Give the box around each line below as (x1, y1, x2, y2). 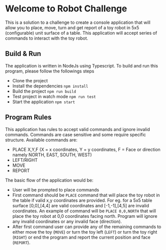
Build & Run (5, 50, 41, 58)
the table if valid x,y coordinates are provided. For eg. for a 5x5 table (12, 197, 153, 203)
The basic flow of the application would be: (5, 177, 94, 183)
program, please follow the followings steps (5, 68, 95, 74)
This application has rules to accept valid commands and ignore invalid (5, 126, 150, 132)
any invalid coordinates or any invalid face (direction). (12, 218, 122, 224)
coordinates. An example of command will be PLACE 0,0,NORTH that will (12, 208, 156, 214)
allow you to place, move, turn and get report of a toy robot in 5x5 (5, 24, 140, 30)
